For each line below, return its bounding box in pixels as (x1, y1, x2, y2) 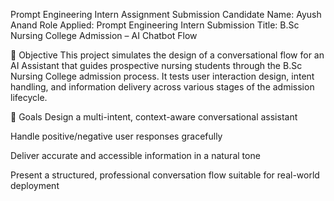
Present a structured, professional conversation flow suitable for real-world (10, 169, 320, 181)
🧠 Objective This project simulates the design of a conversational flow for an (10, 49, 325, 61)
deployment (10, 180, 60, 191)
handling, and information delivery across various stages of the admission (10, 81, 315, 93)
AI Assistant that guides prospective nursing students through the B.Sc (10, 60, 303, 71)
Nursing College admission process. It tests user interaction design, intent (10, 70, 315, 82)
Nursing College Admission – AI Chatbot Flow (10, 30, 198, 41)
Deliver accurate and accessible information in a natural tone (10, 150, 261, 161)
